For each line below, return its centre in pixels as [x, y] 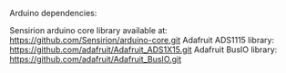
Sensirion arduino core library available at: [89, 30]
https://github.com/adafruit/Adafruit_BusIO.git [96, 59]
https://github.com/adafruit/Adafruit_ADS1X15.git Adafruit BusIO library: [143, 50]
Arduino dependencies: [53, 13]
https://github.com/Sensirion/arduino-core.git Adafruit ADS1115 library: [142, 40]
